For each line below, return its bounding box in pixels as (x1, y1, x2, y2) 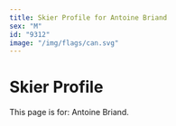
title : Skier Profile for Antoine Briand (9, 13, 168, 22)
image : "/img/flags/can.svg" (9, 38, 119, 48)
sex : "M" (9, 22, 42, 31)
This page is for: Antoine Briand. (9, 107, 129, 118)
